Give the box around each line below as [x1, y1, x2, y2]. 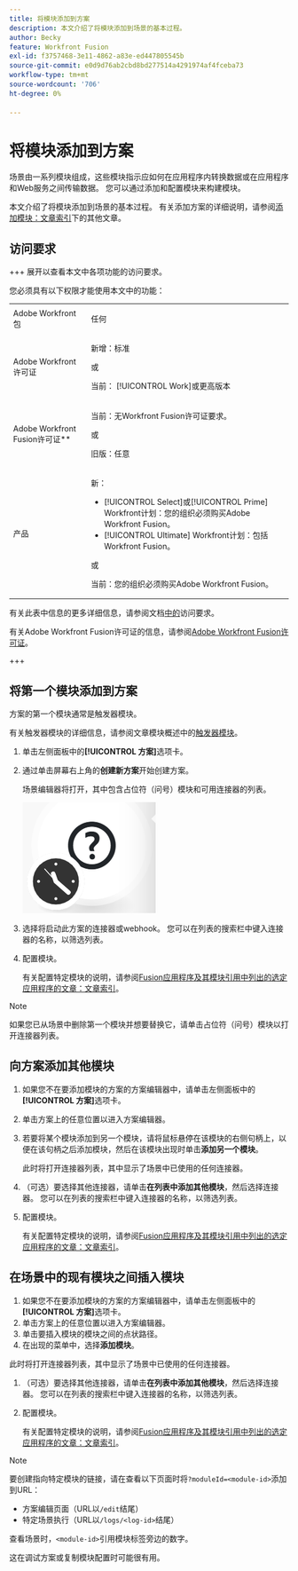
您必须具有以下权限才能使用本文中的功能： [9, 285, 165, 296]
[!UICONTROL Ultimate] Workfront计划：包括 [104, 529, 269, 541]
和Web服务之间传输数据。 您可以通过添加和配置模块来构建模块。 [9, 183, 246, 193]
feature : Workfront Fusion [9, 43, 109, 51]
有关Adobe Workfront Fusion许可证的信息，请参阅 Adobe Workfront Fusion [9, 627, 281, 637]
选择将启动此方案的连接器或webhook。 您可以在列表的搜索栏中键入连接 [21, 923, 284, 934]
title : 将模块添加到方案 [9, 14, 90, 23]
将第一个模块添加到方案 [9, 683, 137, 699]
